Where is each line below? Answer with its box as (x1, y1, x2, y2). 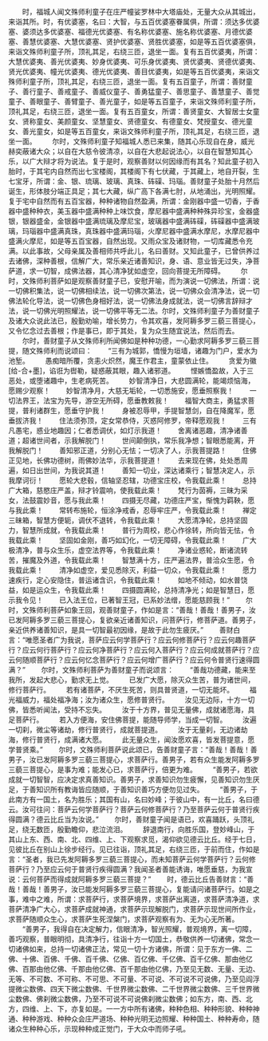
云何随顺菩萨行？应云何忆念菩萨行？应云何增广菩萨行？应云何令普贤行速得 (8, 655, 253, 664)
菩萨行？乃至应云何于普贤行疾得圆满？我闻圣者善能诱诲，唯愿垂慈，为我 (8, 865, 246, 873)
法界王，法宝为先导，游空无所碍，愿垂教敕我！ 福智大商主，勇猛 (14, 396, 241, 405)
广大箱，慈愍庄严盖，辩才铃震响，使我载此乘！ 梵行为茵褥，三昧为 (8, 486, 241, 495)
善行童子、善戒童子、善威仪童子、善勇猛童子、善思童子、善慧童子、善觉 (22, 87, 260, 96)
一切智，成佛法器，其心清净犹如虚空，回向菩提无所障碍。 (35, 266, 225, 275)
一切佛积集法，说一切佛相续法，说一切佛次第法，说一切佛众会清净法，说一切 (8, 286, 260, 295)
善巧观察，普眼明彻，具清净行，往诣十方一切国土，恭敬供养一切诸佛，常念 (8, 934, 253, 944)
